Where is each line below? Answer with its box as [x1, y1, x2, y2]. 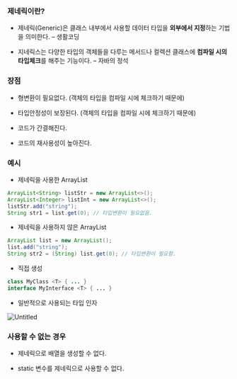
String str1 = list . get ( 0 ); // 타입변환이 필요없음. [7, 209, 153, 217]
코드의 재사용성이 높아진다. [17, 138, 92, 147]
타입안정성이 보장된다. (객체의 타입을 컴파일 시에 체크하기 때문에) [17, 108, 197, 117]
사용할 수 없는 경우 [7, 332, 67, 341]
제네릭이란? [7, 6, 45, 16]
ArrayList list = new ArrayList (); [7, 237, 112, 244]
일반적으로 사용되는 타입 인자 [17, 298, 98, 307]
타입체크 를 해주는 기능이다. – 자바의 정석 [17, 57, 129, 65]
